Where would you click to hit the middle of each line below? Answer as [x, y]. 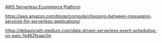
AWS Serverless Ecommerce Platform [43, 7]
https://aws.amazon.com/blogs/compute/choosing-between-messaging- [78, 16]
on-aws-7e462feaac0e [28, 36]
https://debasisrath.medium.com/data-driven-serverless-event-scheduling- [81, 30]
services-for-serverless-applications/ [43, 21]
